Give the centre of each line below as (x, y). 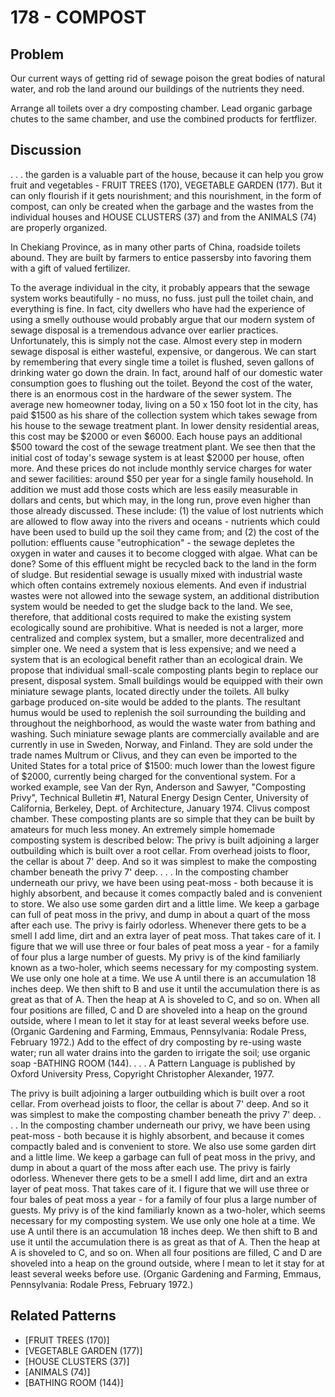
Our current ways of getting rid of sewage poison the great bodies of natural (168, 78)
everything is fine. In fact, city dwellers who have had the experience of (158, 308)
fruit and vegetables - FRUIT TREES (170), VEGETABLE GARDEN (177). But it (166, 185)
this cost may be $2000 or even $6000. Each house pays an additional (156, 436)
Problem (37, 54)
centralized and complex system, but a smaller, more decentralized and (157, 638)
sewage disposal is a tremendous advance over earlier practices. (144, 330)
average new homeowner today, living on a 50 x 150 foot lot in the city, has (164, 404)
